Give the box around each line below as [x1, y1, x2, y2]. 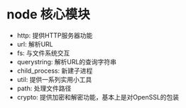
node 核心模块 [6, 6, 90, 23]
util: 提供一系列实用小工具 [16, 75, 92, 83]
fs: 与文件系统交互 [16, 49, 70, 57]
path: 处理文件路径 [16, 84, 72, 92]
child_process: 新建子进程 [16, 66, 93, 75]
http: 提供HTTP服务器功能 [16, 31, 93, 40]
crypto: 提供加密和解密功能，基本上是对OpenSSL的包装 [16, 92, 180, 101]
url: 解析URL [16, 40, 54, 48]
